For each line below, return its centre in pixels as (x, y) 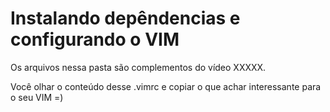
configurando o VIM (95, 39)
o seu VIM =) (37, 97)
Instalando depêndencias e (125, 18)
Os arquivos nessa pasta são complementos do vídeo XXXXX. (138, 67)
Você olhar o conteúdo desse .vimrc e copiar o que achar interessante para (166, 86)
